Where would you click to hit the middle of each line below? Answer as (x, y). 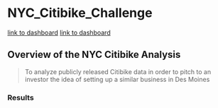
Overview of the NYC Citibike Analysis (94, 55)
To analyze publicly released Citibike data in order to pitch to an (118, 71)
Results (21, 97)
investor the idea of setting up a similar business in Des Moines (117, 79)
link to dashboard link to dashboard (59, 32)
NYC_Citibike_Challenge (80, 13)
